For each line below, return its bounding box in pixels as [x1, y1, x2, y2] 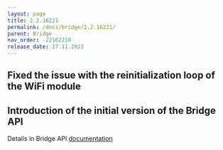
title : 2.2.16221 [7, 17, 59, 24]
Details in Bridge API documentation [7, 134, 114, 143]
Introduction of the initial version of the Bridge [7, 104, 217, 117]
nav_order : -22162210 [7, 37, 72, 44]
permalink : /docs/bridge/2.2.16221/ [7, 23, 116, 30]
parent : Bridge [7, 30, 53, 37]
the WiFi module [7, 81, 82, 93]
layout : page [7, 10, 46, 18]
